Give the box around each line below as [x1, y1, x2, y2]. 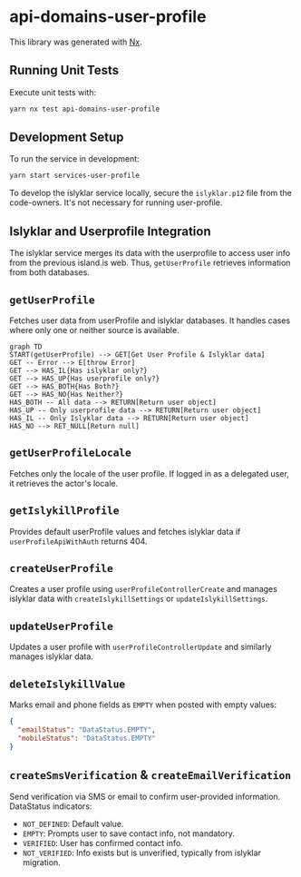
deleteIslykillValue [9, 677, 126, 691]
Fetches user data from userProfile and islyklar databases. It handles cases [9, 315, 291, 326]
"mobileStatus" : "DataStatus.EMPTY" [17, 734, 156, 743]
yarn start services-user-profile [9, 171, 141, 181]
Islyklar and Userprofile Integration [9, 223, 211, 239]
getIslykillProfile [9, 504, 120, 517]
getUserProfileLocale [9, 447, 131, 459]
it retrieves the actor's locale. [9, 478, 119, 488]
